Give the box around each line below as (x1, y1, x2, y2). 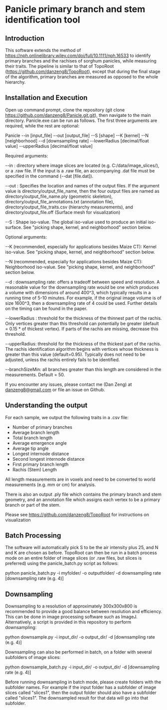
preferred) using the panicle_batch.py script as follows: (5, 561, 119, 567)
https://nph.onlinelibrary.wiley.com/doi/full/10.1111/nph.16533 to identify (5, 52, 151, 58)
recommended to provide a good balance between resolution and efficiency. (5, 609, 163, 615)
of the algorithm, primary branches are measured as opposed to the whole (5, 74, 159, 79)
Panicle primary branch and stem (5, 3, 146, 15)
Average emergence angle (12, 440, 67, 446)
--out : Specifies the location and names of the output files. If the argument (5, 182, 160, 188)
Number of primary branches (12, 424, 72, 430)
